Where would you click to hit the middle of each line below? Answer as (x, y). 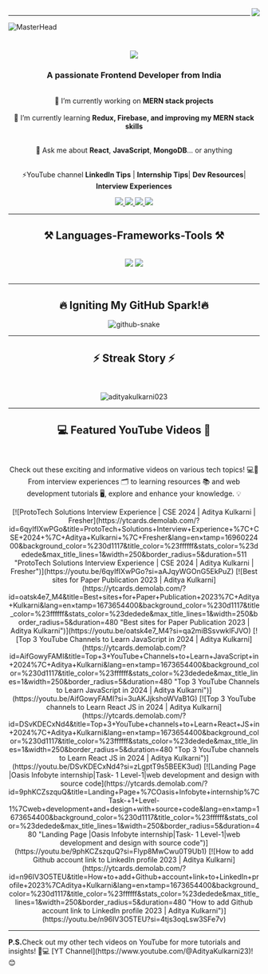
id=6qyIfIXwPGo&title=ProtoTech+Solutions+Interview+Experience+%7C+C (134, 529)
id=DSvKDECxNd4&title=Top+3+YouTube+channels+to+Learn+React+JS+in (134, 724)
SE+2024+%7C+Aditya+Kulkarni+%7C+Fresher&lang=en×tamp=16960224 (134, 537)
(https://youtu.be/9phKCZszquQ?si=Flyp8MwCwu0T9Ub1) (111, 851)
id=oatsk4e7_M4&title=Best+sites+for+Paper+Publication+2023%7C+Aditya (134, 596)
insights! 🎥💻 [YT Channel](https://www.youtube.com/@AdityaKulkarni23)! (131, 951)
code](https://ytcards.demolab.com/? (146, 783)
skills (134, 126)
